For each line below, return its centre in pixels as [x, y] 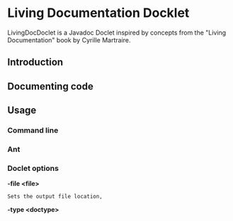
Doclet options [33, 168]
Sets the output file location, [55, 197]
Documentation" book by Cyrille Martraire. [69, 40]
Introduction [35, 62]
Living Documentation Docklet [98, 13]
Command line [33, 131]
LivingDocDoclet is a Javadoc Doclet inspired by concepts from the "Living [117, 32]
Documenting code [50, 86]
